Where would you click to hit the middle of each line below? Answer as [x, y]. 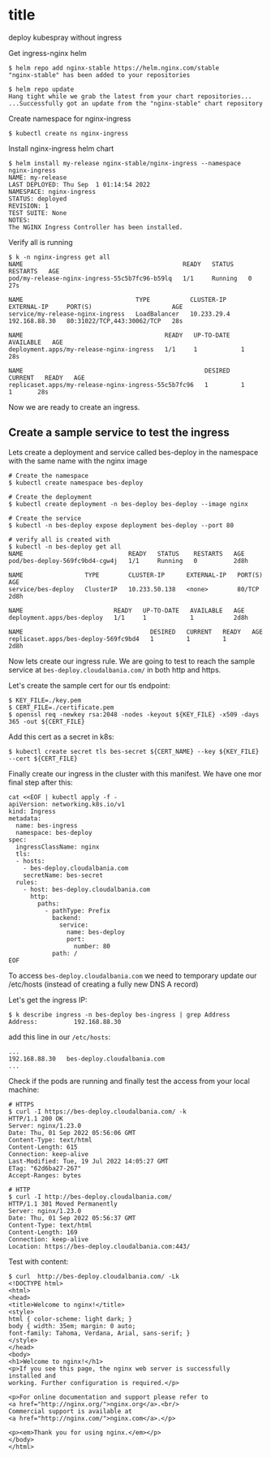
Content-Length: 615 [43, 1147]
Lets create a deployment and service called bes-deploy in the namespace [133, 452]
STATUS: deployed [38, 199]
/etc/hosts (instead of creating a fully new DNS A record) [103, 984]
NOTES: [19, 220]
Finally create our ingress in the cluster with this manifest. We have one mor [135, 773]
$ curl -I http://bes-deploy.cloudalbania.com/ [90, 1197]
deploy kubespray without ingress [65, 37]
